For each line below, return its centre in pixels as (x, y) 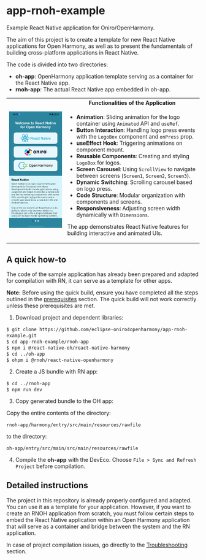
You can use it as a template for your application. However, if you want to (99, 507)
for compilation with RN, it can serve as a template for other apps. (90, 281)
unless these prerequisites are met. (51, 305)
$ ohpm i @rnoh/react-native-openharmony (60, 360)
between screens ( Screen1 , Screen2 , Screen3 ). (134, 175)
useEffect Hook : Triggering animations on (129, 143)
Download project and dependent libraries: (69, 317)
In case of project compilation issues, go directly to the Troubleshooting (97, 545)
